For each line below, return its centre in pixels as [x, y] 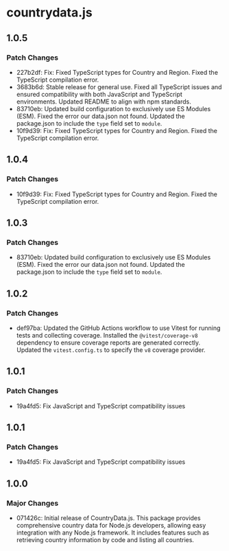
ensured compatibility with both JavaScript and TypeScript [99, 94]
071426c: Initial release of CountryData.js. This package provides [108, 518]
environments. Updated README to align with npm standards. [104, 102]
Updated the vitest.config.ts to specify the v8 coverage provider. [111, 350]
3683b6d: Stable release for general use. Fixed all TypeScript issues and [119, 86]
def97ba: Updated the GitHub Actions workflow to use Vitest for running [118, 328]
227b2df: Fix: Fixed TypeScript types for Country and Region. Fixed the [117, 72]
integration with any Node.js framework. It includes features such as [113, 532]
